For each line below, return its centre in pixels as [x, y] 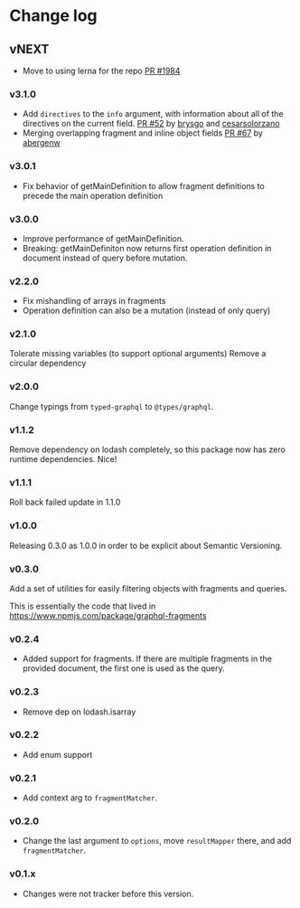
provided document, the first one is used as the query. [123, 668]
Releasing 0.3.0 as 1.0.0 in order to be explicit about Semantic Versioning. [146, 545]
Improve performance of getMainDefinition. [103, 238]
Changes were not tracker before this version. [108, 894]
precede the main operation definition [93, 195]
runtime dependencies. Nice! [63, 459]
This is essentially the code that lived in [83, 606]
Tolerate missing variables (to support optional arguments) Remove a [138, 354]
